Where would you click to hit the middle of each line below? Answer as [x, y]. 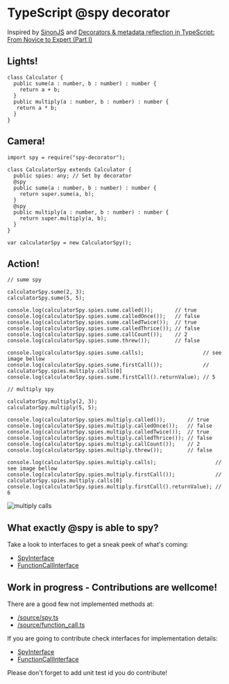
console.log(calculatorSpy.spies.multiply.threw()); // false [110, 450]
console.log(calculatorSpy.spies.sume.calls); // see [114, 353]
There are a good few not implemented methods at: [81, 604]
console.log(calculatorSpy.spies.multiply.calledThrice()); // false [110, 438]
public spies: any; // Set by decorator [73, 175]
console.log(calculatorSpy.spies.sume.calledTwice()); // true [102, 323]
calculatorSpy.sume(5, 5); [46, 298]
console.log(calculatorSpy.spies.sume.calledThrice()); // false [103, 328]
